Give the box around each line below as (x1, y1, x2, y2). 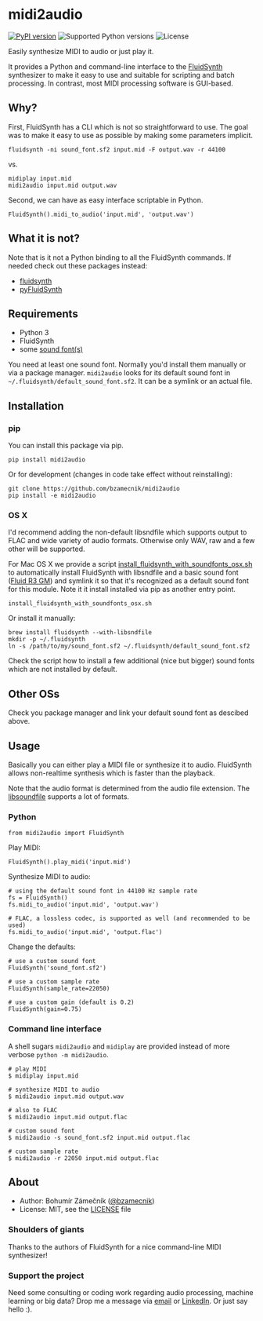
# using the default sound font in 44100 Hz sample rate (8, 887, 198, 896)
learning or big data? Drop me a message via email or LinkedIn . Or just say (8, 1296, 248, 1305)
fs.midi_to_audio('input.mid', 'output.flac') (8, 929, 163, 936)
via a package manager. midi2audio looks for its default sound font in (8, 368, 231, 378)
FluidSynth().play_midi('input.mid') (8, 858, 131, 867)
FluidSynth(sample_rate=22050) (8, 985, 110, 993)
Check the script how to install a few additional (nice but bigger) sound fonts (8, 656, 255, 666)
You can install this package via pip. (8, 441, 124, 451)
